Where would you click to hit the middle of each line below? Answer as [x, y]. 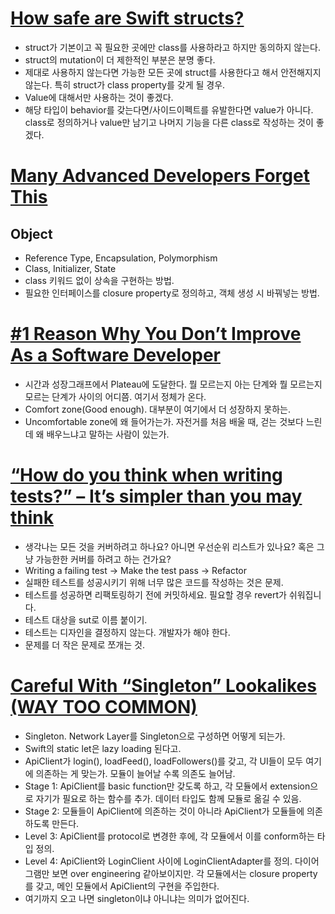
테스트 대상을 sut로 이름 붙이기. [86, 619]
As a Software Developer [116, 355]
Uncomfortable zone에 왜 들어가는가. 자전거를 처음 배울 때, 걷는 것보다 [164, 421]
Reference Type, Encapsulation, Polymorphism [121, 258]
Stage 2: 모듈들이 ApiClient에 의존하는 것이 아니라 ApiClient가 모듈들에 [164, 811]
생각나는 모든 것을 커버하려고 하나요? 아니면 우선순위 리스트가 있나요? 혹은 [169, 546]
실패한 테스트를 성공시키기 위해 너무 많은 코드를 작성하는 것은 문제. [154, 582]
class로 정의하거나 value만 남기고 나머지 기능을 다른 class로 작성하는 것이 [169, 122]
